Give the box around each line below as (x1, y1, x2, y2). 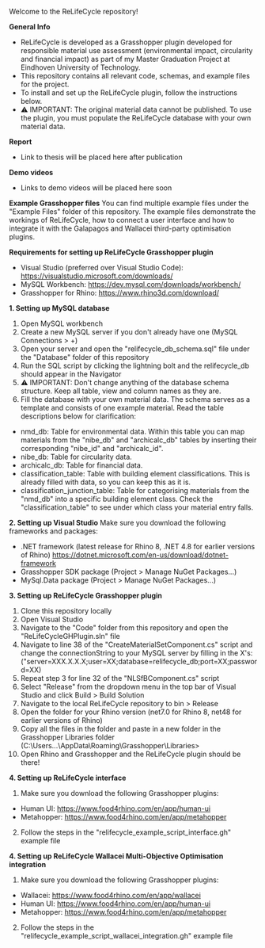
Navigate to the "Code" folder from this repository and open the (20, 623, 229, 633)
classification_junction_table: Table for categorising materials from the (20, 486, 250, 495)
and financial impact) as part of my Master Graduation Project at (20, 55, 230, 63)
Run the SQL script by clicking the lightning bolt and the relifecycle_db (20, 361, 250, 370)
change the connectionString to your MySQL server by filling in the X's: (20, 648, 253, 657)
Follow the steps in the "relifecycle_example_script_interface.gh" (20, 828, 232, 837)
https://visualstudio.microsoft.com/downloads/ (20, 271, 173, 281)
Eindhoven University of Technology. (20, 63, 141, 72)
